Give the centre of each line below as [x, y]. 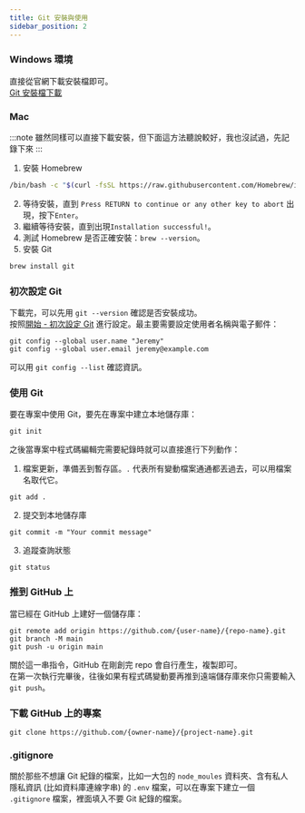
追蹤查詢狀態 [46, 551]
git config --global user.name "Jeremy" [87, 341]
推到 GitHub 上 [42, 593]
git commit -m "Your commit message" [81, 533]
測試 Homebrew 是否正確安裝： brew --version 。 [114, 238]
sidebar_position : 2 [49, 26]
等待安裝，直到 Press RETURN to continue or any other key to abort [153, 203]
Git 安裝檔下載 [36, 93]
